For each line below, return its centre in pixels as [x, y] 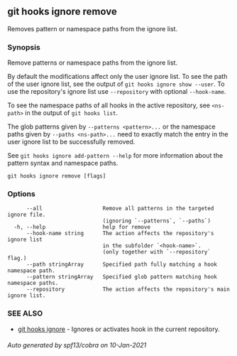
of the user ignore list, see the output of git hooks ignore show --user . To [116, 84]
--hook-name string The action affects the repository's [120, 234]
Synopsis [24, 47]
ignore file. [27, 215]
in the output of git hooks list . [71, 113]
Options [21, 194]
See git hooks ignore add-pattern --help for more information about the [115, 156]
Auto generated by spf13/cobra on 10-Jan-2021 [77, 345]
